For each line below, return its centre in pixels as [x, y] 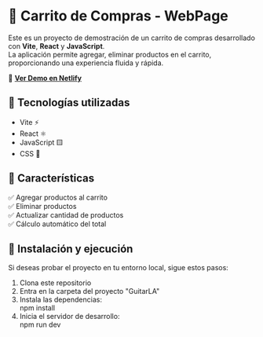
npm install [37, 308]
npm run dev [40, 324]
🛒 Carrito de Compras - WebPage [119, 16]
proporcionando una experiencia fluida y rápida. [86, 63]
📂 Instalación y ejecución [71, 249]
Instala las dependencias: [60, 300]
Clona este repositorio [55, 283]
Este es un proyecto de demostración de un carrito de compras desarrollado [131, 38]
